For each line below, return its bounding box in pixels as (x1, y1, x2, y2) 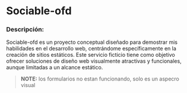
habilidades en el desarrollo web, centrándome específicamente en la (6, 45, 177, 52)
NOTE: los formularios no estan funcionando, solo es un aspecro (20, 75, 179, 82)
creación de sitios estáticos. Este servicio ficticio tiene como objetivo (6, 52, 175, 59)
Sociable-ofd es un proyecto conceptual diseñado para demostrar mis (6, 39, 178, 46)
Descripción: (6, 25, 45, 34)
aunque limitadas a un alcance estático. (6, 64, 103, 71)
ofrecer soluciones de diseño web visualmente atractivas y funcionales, (6, 57, 182, 65)
